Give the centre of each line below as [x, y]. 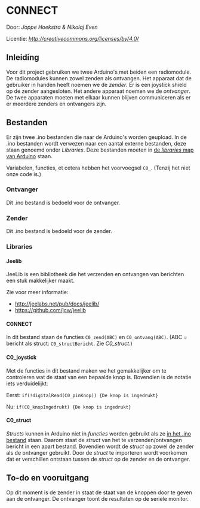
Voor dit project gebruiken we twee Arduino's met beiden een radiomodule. [99, 72]
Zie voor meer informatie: [37, 292]
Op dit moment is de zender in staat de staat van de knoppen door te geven [99, 492]
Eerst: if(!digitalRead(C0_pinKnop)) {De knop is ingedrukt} [82, 395]
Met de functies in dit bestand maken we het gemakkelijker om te [87, 371]
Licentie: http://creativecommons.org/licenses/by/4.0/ [73, 38]
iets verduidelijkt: [27, 383]
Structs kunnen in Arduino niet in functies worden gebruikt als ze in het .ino [99, 433]
